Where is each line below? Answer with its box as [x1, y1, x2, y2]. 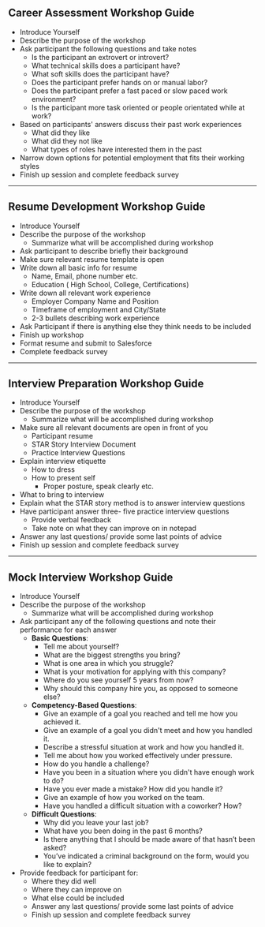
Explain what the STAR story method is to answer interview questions [19, 499, 245, 508]
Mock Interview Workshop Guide [8, 570, 174, 584]
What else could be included [31, 893, 125, 903]
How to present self [31, 473, 96, 483]
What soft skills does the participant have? [31, 69, 170, 78]
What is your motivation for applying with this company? [43, 667, 226, 677]
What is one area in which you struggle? [43, 659, 174, 668]
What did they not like [31, 136, 103, 145]
